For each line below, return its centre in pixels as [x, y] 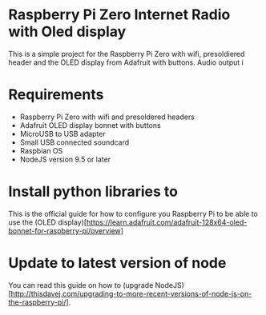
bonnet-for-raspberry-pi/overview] [66, 230]
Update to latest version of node [117, 263]
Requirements [56, 95]
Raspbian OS [41, 150]
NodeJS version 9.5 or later [65, 159]
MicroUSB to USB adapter [62, 134]
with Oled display [67, 32]
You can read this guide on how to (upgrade [81, 285]
